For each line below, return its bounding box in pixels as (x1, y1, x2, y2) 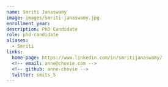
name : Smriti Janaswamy (6, 9, 67, 15)
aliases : (6, 37, 29, 43)
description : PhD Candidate (6, 26, 78, 32)
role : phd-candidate (6, 32, 59, 38)
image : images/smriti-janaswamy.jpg (6, 15, 100, 21)
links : (6, 49, 23, 55)
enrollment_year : (6, 20, 51, 26)
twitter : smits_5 (12, 72, 56, 78)
